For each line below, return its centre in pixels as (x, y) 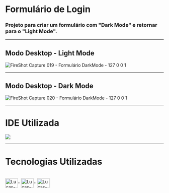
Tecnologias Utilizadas (54, 162)
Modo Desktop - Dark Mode (50, 86)
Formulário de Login (48, 9)
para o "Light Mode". (31, 31)
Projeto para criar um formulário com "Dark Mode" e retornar (81, 25)
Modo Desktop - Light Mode (50, 53)
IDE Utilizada (32, 123)
